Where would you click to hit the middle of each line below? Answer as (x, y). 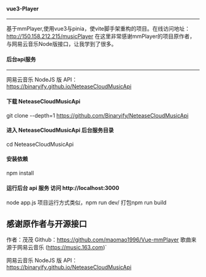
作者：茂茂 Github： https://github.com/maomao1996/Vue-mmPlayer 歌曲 (99, 240)
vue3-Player (23, 9)
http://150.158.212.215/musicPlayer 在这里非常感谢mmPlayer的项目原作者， (101, 36)
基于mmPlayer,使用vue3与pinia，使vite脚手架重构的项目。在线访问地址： (98, 29)
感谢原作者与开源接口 (47, 224)
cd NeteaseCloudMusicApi (40, 144)
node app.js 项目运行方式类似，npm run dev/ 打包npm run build (86, 203)
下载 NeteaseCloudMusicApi (44, 101)
